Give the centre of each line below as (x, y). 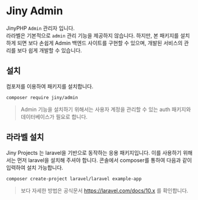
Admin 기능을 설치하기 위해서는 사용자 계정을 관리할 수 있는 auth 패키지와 (106, 109)
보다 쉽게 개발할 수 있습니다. (49, 50)
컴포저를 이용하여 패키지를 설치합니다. (50, 86)
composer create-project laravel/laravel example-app (74, 179)
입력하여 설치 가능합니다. (35, 167)
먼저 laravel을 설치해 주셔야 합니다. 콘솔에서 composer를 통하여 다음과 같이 (104, 160)
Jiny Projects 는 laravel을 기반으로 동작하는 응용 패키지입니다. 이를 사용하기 (94, 153)
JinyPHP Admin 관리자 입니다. (41, 28)
